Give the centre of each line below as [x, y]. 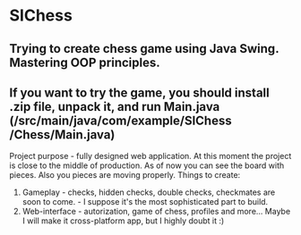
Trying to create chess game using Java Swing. [144, 49]
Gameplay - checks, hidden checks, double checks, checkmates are [149, 192]
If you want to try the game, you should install [140, 92]
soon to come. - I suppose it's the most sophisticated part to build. [145, 202]
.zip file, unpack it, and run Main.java [115, 107]
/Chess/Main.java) [62, 134]
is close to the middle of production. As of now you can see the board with [147, 165]
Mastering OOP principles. [85, 62]
